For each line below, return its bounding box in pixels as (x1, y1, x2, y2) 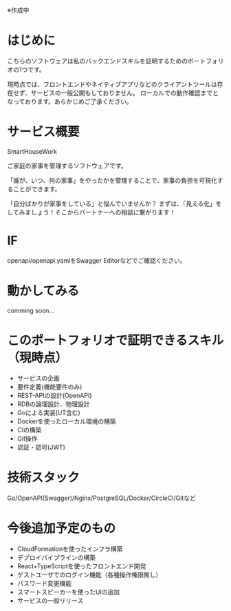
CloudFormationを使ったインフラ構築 (16, 544, 123, 553)
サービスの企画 (16, 374, 60, 382)
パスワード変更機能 (16, 579, 72, 588)
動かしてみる (7, 283, 80, 299)
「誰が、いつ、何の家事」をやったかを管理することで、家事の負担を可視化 (7, 176, 218, 184)
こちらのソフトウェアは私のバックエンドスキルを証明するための (7, 57, 188, 65)
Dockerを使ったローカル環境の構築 (16, 417, 117, 425)
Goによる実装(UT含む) (16, 408, 80, 417)
